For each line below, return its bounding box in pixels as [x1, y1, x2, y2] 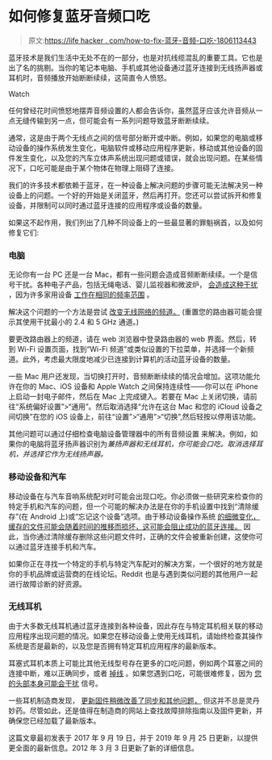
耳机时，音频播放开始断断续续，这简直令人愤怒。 [8, 73, 171, 82]
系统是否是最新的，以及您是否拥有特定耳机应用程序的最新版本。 [8, 641, 220, 650]
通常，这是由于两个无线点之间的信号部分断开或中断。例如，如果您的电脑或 [8, 132, 256, 142]
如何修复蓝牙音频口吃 [8, 7, 151, 26]
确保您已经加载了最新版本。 [8, 716, 101, 725]
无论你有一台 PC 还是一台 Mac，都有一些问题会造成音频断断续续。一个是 [8, 269, 251, 279]
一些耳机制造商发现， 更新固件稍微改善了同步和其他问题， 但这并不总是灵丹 [8, 695, 260, 705]
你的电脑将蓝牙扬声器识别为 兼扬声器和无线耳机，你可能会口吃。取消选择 [15, 439, 256, 449]
